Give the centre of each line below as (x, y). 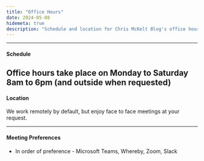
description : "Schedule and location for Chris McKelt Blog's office (96, 29)
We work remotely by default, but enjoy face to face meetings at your (93, 111)
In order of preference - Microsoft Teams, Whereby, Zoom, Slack (96, 151)
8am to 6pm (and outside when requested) (89, 83)
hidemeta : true (25, 23)
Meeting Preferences (33, 138)
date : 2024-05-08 (28, 18)
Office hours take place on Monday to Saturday (97, 73)
